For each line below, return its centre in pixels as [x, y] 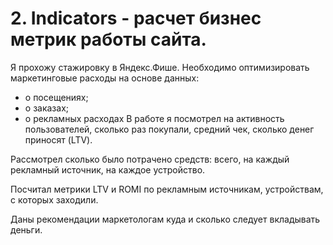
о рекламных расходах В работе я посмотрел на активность [154, 118]
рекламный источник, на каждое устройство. [108, 169]
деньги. [26, 229]
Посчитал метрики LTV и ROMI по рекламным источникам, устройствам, [167, 189]
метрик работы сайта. [108, 39]
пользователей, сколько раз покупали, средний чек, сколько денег [169, 129]
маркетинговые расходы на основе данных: [105, 78]
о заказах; [47, 108]
